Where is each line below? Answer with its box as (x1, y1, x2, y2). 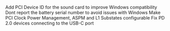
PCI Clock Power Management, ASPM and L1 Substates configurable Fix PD (5, 15, 165, 20)
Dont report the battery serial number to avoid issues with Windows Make (5, 9, 161, 15)
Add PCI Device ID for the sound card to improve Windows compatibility (5, 4, 157, 10)
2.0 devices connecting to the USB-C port (5, 20, 94, 26)
